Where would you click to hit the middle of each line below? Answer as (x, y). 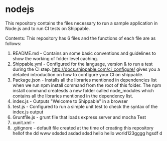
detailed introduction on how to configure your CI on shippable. (78, 74)
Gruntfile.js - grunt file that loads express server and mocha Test (79, 117)
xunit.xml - (24, 122)
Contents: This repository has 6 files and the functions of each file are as (80, 38)
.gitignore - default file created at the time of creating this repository (83, 128)
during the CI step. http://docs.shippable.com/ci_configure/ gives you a (86, 69)
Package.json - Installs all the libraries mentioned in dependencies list (85, 80)
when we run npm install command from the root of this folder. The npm (87, 85)
